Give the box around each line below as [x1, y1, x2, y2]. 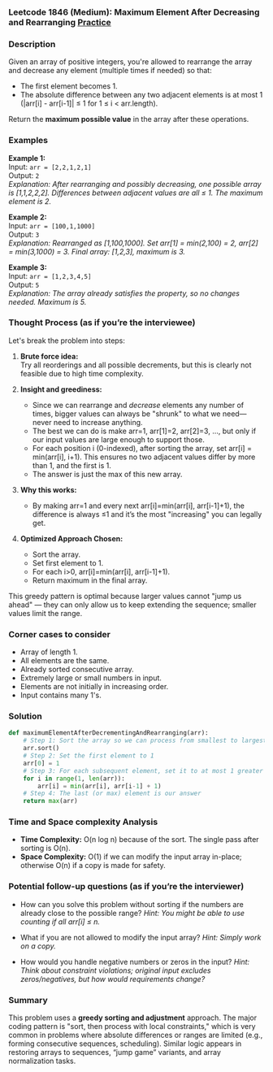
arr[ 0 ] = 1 [23, 759, 60, 767]
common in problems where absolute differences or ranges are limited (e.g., [8, 1031, 263, 1040]
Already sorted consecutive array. [19, 665, 134, 675]
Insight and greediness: [19, 384, 102, 394]
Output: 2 [8, 170, 40, 180]
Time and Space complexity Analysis [8, 816, 158, 827]
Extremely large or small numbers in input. [19, 673, 162, 683]
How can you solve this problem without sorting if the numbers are [19, 899, 244, 909]
